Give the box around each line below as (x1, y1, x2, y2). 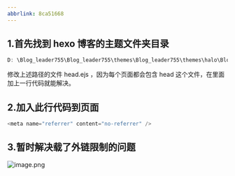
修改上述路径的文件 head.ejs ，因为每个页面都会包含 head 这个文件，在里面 (7, 71, 225, 79)
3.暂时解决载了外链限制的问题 (7, 141, 136, 154)
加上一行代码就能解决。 (7, 79, 75, 87)
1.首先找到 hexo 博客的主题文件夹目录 (7, 38, 169, 50)
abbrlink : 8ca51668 (7, 10, 64, 17)
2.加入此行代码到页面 (7, 101, 99, 113)
